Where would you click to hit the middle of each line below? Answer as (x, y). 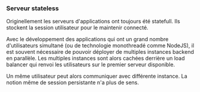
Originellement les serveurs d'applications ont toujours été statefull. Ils (93, 22)
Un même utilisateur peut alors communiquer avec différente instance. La (97, 76)
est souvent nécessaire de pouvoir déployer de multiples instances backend (100, 52)
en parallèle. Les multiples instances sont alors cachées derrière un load (96, 59)
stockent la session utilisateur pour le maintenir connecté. (77, 27)
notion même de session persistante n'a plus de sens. (73, 82)
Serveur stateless (33, 8)
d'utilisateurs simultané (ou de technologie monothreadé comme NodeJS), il (100, 45)
